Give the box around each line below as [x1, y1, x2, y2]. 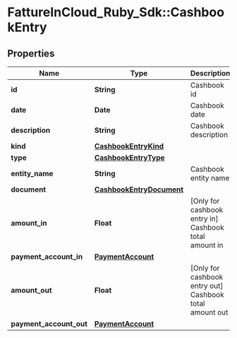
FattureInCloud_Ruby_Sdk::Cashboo [7, 4, 224, 21]
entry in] [190, 214, 219, 223]
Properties [7, 47, 55, 59]
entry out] [190, 281, 224, 291]
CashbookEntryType [94, 153, 165, 163]
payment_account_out [11, 319, 88, 329]
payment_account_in [11, 252, 83, 262]
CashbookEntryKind [94, 141, 164, 151]
